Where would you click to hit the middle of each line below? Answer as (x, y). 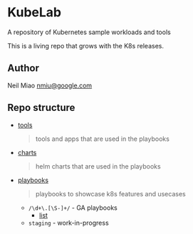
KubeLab (35, 12)
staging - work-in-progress (68, 223)
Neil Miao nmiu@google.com (50, 85)
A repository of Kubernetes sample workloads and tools (89, 32)
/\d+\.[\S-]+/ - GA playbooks (73, 208)
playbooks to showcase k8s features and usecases (111, 193)
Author (23, 68)
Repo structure (41, 108)
